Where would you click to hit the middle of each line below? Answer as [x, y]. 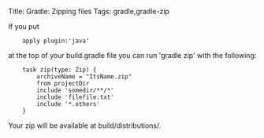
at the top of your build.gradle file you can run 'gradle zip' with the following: [132, 55]
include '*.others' [69, 104]
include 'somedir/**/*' [75, 90]
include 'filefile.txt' [75, 97]
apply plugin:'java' [56, 41]
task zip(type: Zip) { [59, 70]
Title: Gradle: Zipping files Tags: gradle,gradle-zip [89, 11]
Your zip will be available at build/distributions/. [85, 125]
